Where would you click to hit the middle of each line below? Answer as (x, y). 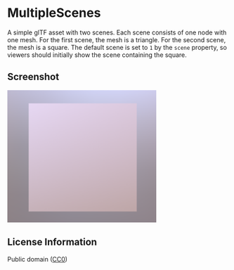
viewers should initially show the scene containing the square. (97, 55)
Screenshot (33, 77)
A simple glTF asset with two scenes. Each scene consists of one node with (117, 32)
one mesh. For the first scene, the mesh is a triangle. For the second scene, (117, 39)
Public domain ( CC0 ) (38, 259)
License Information (52, 242)
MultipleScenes (54, 13)
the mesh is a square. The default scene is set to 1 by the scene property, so (117, 47)
